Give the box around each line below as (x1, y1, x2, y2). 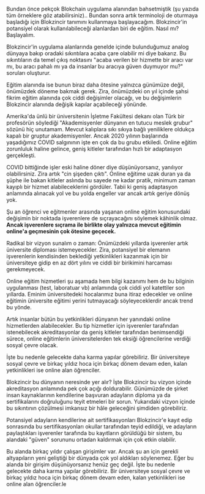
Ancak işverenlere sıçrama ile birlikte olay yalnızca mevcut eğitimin (6, 221, 182, 228)
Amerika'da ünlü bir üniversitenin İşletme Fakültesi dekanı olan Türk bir (6, 113, 185, 120)
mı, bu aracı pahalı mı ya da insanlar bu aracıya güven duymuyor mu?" (6, 63, 184, 70)
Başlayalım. (6, 31, 35, 39)
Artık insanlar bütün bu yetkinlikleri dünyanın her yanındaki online (6, 315, 171, 323)
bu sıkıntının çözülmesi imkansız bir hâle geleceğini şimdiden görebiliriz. (6, 404, 188, 412)
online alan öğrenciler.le (6, 480, 67, 487)
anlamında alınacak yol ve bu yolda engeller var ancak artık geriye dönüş (6, 190, 190, 197)
